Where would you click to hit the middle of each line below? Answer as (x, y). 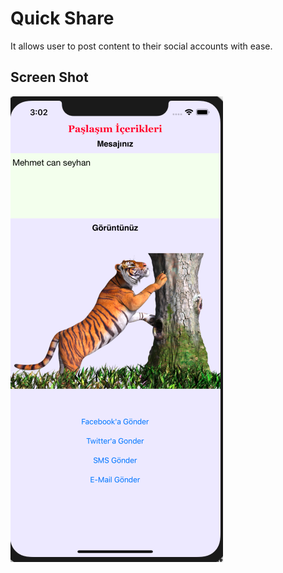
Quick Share (62, 18)
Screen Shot (49, 77)
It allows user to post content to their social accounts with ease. (141, 46)
